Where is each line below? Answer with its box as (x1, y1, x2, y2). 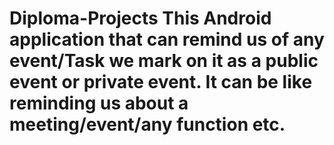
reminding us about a (9, 92, 189, 115)
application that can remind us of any (9, 28, 325, 51)
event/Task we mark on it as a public (9, 50, 319, 72)
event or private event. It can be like (9, 71, 313, 94)
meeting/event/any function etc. (9, 113, 286, 136)
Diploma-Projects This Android (9, 7, 272, 30)
